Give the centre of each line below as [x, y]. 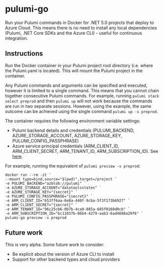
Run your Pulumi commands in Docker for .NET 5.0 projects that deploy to [80, 23]
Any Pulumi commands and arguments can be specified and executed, [76, 85]
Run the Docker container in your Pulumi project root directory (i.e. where [79, 65]
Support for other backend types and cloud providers [66, 259]
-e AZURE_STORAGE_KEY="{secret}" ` [41, 192]
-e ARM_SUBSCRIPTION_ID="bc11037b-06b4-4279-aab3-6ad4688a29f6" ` [74, 213]
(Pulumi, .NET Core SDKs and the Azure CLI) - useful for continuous [74, 33]
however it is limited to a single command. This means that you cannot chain [82, 90]
